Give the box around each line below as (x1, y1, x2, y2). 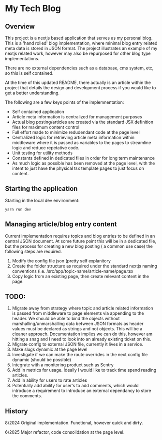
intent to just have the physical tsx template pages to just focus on (12, 165, 144, 171)
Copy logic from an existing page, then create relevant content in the (12, 273, 149, 279)
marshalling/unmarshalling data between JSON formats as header (12, 321, 144, 326)
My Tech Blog (5, 3, 61, 14)
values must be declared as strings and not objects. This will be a (12, 326, 143, 332)
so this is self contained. (5, 70, 54, 76)
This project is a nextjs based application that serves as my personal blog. (5, 35, 153, 41)
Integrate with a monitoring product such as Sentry (12, 362, 114, 368)
